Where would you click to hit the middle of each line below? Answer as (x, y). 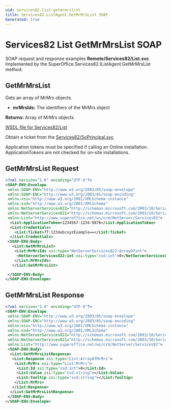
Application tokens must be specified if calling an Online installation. (77, 147)
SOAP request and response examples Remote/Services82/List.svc (77, 59)
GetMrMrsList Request (42, 168)
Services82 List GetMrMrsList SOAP (83, 45)
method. (14, 70)
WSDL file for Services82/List (36, 127)
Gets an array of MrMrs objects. (39, 98)
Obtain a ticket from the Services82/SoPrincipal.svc (60, 137)
